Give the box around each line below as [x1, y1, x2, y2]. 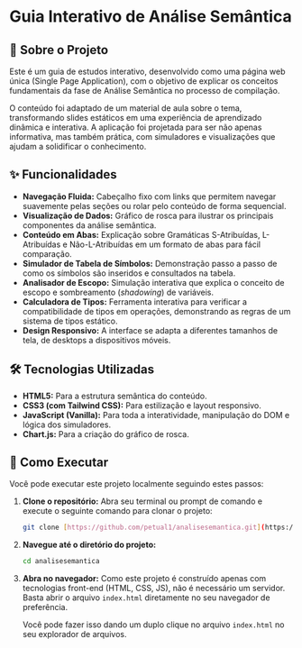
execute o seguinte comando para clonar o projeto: [22, 506, 214, 516]
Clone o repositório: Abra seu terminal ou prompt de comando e [22, 496, 263, 507]
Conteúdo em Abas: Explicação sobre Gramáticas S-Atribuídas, [22, 229, 261, 240]
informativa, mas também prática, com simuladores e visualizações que [9, 132, 276, 141]
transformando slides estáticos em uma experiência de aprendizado [9, 113, 262, 123]
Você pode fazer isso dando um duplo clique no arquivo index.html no [22, 619, 285, 630]
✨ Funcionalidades [9, 167, 117, 182]
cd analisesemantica [22, 557, 100, 566]
